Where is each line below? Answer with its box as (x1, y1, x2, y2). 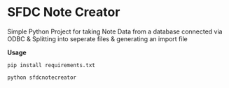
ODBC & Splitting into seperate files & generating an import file (7, 34, 188, 43)
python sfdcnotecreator (7, 74, 77, 81)
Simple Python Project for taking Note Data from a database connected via (7, 27, 223, 36)
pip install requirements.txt (7, 61, 96, 68)
